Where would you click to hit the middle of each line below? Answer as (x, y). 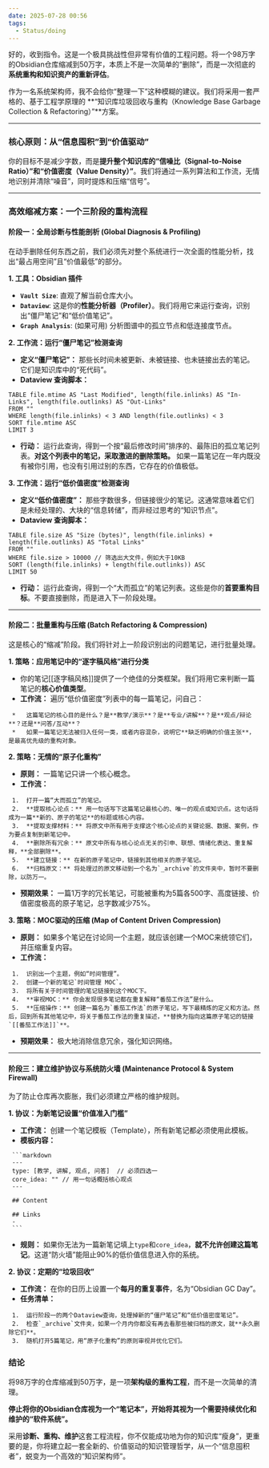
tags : (17, 23)
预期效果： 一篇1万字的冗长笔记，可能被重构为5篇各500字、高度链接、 (136, 893)
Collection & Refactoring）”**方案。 (66, 112)
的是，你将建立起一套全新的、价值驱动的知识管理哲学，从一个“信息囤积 (132, 1446)
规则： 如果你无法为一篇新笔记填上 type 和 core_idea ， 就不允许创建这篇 (135, 1245)
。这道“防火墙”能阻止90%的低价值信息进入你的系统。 (115, 1255)
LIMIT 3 (21, 430)
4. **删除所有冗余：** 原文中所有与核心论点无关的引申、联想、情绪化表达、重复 (129, 843)
